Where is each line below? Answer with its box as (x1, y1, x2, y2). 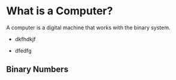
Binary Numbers (6, 64, 69, 75)
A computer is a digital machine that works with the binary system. (6, 24, 171, 31)
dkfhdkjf (14, 35, 36, 42)
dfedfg (14, 47, 32, 54)
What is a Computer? (6, 4, 113, 18)
